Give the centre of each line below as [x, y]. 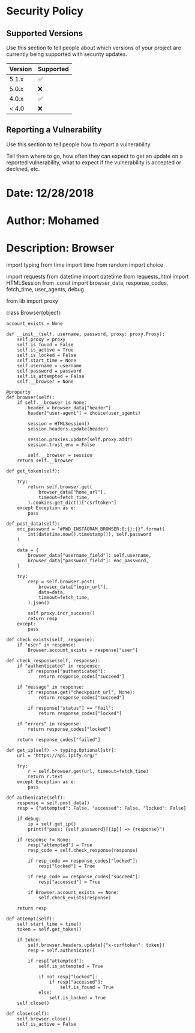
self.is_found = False [45, 345]
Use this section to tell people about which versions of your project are [94, 48]
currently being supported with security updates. [67, 54]
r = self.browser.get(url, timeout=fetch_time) [88, 772]
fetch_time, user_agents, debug [45, 290]
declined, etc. [23, 169]
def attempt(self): [31, 919]
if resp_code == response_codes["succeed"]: [84, 877]
